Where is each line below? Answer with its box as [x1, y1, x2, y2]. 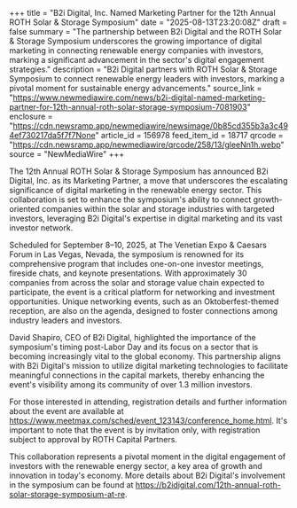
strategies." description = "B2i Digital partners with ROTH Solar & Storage [9, 64, 277, 74]
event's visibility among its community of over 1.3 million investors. [9, 379, 253, 389]
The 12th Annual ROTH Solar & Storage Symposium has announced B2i [9, 166, 269, 176]
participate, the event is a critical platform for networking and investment [9, 287, 276, 297]
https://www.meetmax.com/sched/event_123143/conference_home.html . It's [9, 416, 288, 426]
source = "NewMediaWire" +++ [9, 149, 125, 159]
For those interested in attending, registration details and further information [9, 396, 287, 407]
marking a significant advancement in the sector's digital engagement [9, 55, 264, 65]
